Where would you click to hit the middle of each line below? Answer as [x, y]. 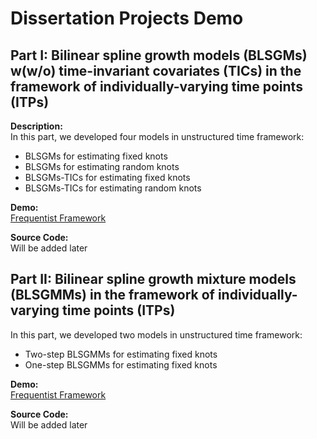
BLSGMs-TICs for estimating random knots [113, 188]
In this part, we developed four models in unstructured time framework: [157, 136]
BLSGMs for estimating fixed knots [96, 156]
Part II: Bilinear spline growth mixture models [153, 279]
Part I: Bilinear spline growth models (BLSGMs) [159, 55]
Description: [36, 126]
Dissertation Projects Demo [127, 18]
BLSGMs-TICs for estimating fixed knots [107, 177]
